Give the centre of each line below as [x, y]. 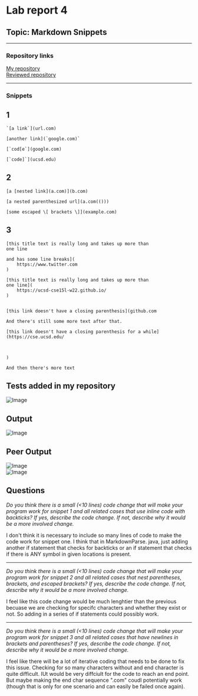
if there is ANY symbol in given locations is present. [69, 554]
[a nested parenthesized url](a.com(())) [58, 202]
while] [151, 332]
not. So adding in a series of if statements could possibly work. [82, 614]
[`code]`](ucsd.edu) [32, 160]
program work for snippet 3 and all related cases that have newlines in [92, 637]
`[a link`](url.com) [32, 129]
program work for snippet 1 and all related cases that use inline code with [96, 511]
